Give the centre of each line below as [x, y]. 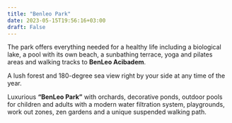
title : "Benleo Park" [39, 14]
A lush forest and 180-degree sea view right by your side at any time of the [116, 76]
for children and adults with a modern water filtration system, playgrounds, [116, 105]
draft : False [27, 27]
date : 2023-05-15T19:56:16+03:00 [57, 20]
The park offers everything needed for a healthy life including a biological [114, 47]
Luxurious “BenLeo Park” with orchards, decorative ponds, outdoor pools [115, 97]
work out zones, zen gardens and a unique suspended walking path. [107, 112]
